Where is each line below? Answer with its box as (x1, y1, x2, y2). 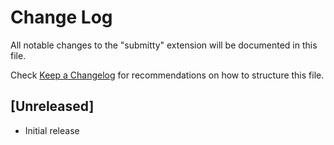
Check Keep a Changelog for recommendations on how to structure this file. (10, 69, 325, 81)
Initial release (24, 124, 80, 136)
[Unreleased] (10, 98, 95, 115)
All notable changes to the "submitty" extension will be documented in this (10, 39, 318, 51)
